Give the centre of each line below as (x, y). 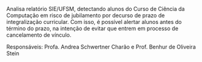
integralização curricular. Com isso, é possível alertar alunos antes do (94, 22)
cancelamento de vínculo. (39, 35)
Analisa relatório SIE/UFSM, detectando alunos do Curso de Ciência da (95, 9)
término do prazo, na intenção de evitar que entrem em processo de (92, 28)
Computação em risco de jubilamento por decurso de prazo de (86, 15)
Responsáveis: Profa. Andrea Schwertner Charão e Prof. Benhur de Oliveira (101, 47)
